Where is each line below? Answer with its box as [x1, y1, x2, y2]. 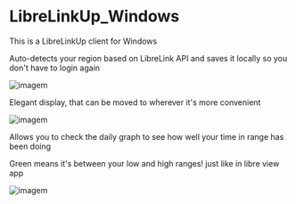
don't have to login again [9, 62, 101, 73]
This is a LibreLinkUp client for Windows [9, 36, 158, 46]
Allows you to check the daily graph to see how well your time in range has [9, 131, 284, 142]
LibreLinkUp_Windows [9, 6, 180, 27]
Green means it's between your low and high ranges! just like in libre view [9, 158, 280, 168]
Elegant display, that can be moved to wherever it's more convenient [9, 96, 261, 108]
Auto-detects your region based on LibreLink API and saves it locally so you [9, 53, 288, 63]
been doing [9, 141, 52, 151]
